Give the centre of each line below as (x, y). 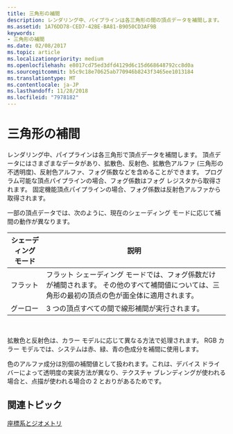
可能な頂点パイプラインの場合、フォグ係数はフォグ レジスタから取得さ (120, 181)
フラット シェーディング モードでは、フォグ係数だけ (131, 274)
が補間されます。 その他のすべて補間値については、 (129, 285)
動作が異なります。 (46, 221)
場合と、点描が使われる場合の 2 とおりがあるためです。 (86, 381)
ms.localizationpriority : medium (55, 59)
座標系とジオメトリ (35, 423)
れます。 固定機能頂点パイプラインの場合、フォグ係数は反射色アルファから (114, 189)
